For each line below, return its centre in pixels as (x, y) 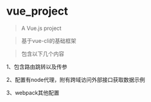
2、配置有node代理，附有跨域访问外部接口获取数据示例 (75, 79)
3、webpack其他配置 (33, 92)
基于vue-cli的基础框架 (49, 40)
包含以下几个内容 (43, 54)
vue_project (37, 11)
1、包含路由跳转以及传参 (37, 67)
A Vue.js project (41, 28)
